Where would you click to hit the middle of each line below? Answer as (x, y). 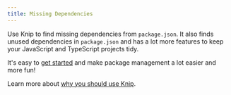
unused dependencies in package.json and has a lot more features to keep (115, 41)
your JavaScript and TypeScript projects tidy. (73, 49)
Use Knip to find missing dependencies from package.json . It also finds (111, 34)
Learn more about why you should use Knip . (72, 83)
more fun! (22, 70)
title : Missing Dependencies (50, 14)
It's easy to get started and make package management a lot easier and (112, 62)
